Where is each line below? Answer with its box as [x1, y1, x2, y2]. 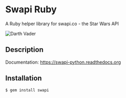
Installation [5, 74, 42, 83]
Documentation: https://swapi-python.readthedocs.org [5, 59, 121, 65]
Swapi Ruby [5, 4, 57, 15]
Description [5, 45, 44, 54]
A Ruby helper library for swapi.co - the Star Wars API [5, 21, 119, 27]
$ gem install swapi [5, 87, 50, 93]
